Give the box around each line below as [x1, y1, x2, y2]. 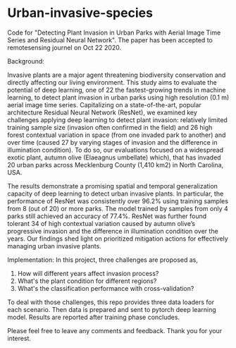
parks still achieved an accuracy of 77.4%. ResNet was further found [7, 212, 207, 220]
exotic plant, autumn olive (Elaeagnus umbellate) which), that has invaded [7, 153, 221, 162]
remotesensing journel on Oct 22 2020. [7, 43, 122, 52]
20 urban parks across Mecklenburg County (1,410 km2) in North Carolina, [7, 160, 224, 169]
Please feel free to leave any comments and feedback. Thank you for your [7, 326, 223, 335]
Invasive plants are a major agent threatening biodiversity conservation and [7, 71, 226, 79]
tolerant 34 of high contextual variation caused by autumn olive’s [7, 219, 196, 227]
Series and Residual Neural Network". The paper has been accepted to [7, 35, 213, 44]
